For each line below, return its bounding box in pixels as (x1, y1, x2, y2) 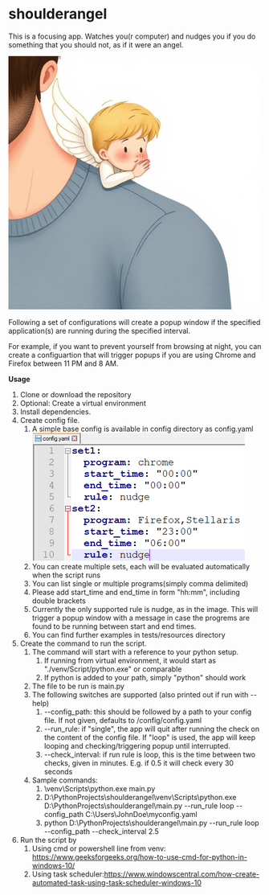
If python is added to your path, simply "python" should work (43, 672, 247, 682)
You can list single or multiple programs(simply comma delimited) (31, 578, 249, 588)
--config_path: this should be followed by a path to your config (43, 707, 252, 716)
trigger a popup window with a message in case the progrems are (31, 613, 251, 622)
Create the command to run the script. (19, 638, 147, 648)
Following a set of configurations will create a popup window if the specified (8, 317, 261, 326)
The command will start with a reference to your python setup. (31, 647, 239, 656)
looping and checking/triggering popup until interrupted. (43, 741, 230, 750)
